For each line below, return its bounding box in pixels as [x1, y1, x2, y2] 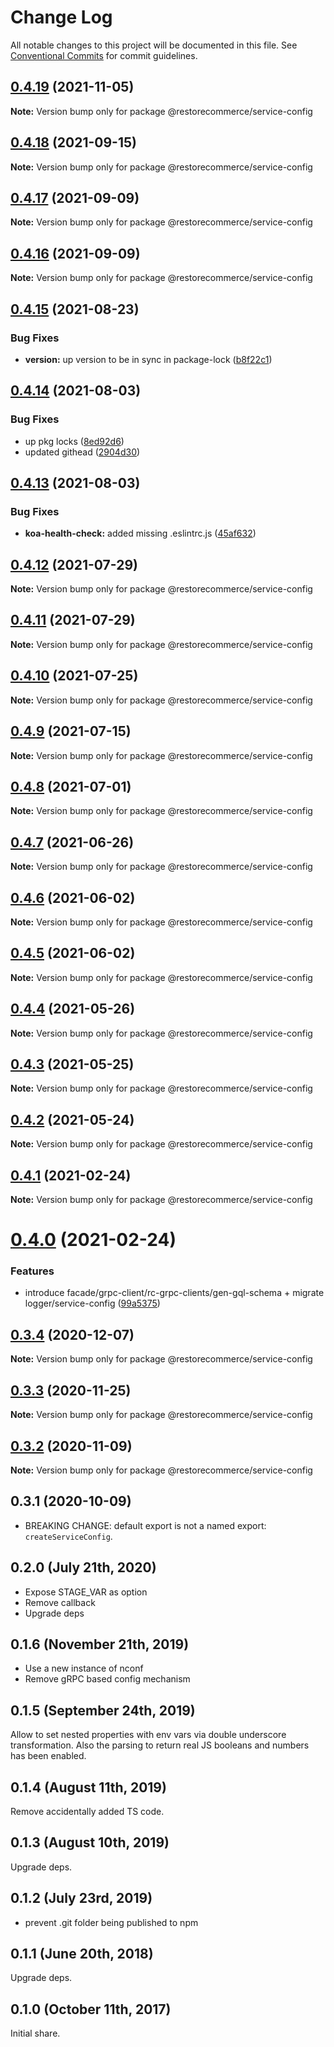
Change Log [10, 6, 113, 29]
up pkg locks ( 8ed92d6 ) [24, 435, 125, 447]
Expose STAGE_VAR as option [24, 1586, 148, 1598]
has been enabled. [10, 1750, 87, 1762]
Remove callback [24, 1596, 96, 1608]
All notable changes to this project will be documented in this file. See [10, 39, 298, 51]
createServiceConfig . [24, 1530, 113, 1542]
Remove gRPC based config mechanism [24, 1673, 191, 1685]
